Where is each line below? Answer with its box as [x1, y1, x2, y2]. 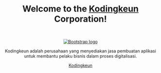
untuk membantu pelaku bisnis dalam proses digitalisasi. [24, 53, 137, 59]
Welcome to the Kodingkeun [22, 3, 139, 14]
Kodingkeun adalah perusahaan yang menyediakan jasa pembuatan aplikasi [4, 48, 157, 54]
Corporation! [54, 13, 107, 24]
